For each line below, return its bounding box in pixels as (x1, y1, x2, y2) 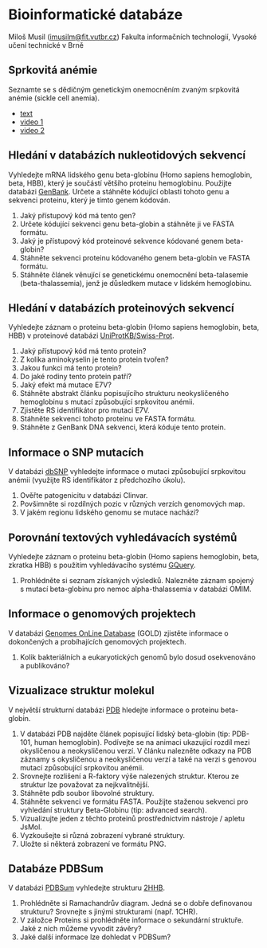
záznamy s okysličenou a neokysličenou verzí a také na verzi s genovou (19, 754, 257, 764)
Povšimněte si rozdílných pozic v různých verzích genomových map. (19, 499, 245, 509)
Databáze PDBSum (8, 862, 104, 876)
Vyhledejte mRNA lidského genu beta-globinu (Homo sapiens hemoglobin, (8, 170, 253, 179)
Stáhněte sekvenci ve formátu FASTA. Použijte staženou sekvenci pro (19, 797, 249, 806)
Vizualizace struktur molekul (8, 684, 155, 698)
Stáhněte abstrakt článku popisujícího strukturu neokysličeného (19, 389, 230, 398)
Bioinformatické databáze (8, 6, 183, 24)
